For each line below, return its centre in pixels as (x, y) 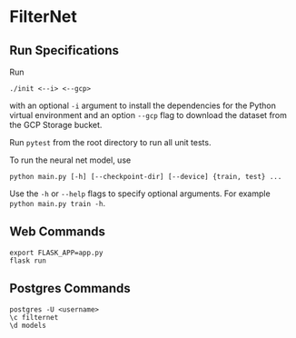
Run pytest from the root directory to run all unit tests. (110, 142)
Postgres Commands (70, 288)
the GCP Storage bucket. (56, 125)
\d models (28, 325)
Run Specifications (64, 50)
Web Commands (58, 232)
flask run (28, 261)
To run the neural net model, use (70, 160)
